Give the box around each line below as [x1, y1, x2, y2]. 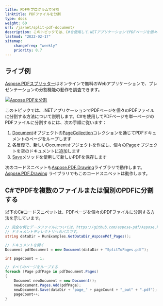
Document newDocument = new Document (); [14, 278, 97, 283]
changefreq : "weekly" [14, 43, 57, 48]
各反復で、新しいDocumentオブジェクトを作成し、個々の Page [12, 142, 137, 148]
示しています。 [13, 215, 43, 221]
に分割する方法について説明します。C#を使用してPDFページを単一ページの [5, 114, 154, 119]
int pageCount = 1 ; [5, 256, 45, 261]
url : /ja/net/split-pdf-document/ [5, 25, 75, 30]
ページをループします [29, 136, 72, 142]
